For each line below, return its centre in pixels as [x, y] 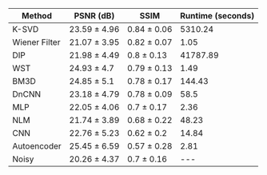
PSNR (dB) [94, 16]
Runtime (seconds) [217, 16]
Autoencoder [37, 146]
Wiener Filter [36, 42]
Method [37, 16]
